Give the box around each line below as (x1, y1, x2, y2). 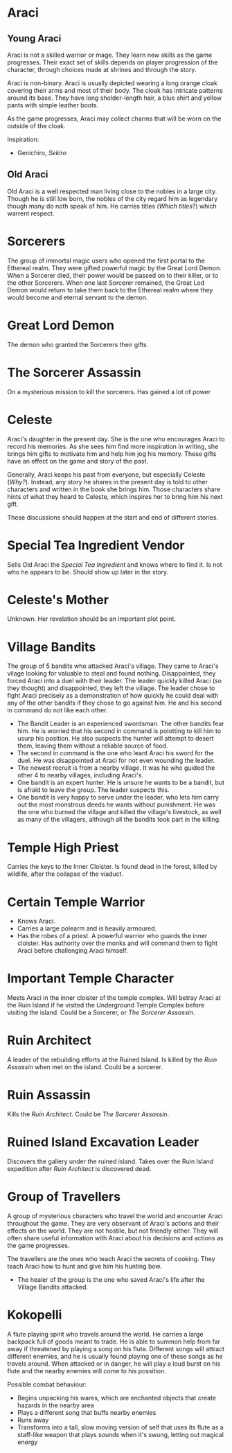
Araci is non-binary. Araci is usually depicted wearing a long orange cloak (7, 79, 218, 87)
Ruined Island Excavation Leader (7, 1134, 199, 1150)
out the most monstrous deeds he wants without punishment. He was (17, 800, 216, 809)
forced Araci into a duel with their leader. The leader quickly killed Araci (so (7, 677, 222, 685)
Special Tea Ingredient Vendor (7, 537, 185, 553)
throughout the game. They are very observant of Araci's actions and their (7, 1219, 220, 1227)
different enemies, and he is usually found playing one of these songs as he (7, 1352, 223, 1360)
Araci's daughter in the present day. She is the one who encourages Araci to (7, 434, 225, 443)
